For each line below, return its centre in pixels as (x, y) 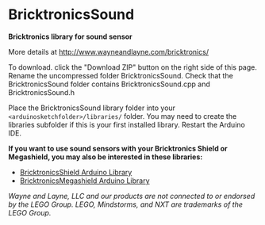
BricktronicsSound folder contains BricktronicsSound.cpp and (109, 84)
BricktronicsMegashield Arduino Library (84, 181)
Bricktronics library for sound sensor (70, 36)
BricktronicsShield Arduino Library (76, 172)
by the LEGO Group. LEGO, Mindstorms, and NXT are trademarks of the (126, 204)
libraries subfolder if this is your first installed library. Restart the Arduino (127, 124)
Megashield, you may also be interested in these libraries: (106, 157)
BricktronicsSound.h (42, 92)
